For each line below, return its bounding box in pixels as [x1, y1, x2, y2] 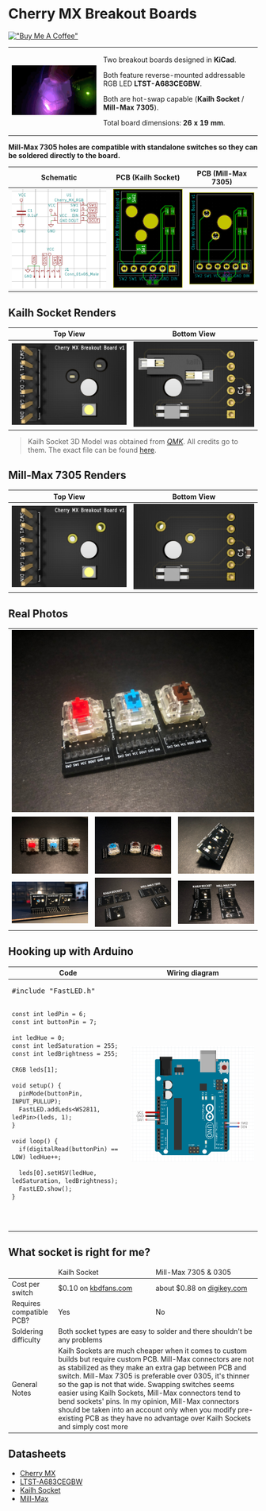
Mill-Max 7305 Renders [8, 468, 127, 481]
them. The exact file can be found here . [27, 446, 157, 455]
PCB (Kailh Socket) [116, 172, 180, 183]
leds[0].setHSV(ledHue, [18, 1169, 97, 1177]
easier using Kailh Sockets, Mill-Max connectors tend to [58, 1388, 241, 1398]
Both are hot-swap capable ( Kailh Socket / [102, 94, 245, 103]
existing [58, 1413, 84, 1423]
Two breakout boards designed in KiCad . [102, 55, 237, 64]
